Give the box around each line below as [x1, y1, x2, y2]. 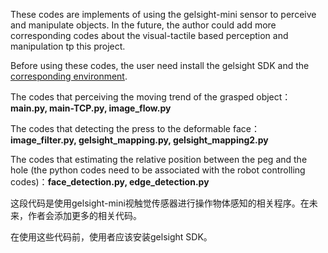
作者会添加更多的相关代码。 [27, 210, 142, 221]
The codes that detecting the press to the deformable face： [10, 123, 260, 134]
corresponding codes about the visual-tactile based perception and [10, 30, 289, 41]
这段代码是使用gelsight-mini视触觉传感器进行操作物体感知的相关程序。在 [10, 197, 310, 209]
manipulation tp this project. [10, 40, 126, 52]
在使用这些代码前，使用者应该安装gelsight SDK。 [10, 231, 213, 243]
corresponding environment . [10, 70, 128, 82]
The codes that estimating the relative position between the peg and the [10, 154, 308, 165]
